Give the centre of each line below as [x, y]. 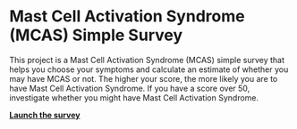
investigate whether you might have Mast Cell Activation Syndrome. [134, 97]
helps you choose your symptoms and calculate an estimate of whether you [149, 69]
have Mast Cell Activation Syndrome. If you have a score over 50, [130, 88]
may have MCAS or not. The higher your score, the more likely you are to [144, 78]
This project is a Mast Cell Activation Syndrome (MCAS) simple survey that [147, 60]
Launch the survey [45, 115]
